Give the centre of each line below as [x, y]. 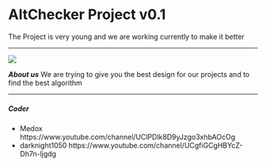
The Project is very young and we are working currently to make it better [127, 37]
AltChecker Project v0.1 [87, 15]
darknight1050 [43, 145]
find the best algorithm [46, 83]
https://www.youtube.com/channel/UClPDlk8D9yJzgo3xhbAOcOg [127, 137]
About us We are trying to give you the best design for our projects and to [129, 74]
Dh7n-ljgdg [38, 153]
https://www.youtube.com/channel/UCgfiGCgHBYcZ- [156, 145]
